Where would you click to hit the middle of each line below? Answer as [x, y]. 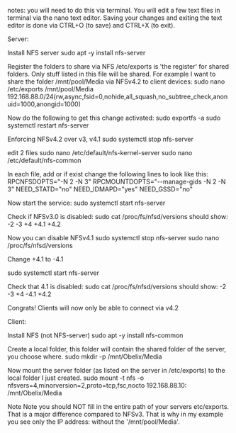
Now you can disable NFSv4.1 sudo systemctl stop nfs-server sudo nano [113, 238]
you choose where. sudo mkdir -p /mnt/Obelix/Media [85, 356]
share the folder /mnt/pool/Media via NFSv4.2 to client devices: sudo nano [116, 81]
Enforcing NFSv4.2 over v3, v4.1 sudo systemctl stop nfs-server [100, 139]
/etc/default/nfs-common [44, 160]
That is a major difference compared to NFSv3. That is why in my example [116, 414]
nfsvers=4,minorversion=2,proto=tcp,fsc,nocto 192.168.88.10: [97, 385]
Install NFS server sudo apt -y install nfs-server [77, 53]
